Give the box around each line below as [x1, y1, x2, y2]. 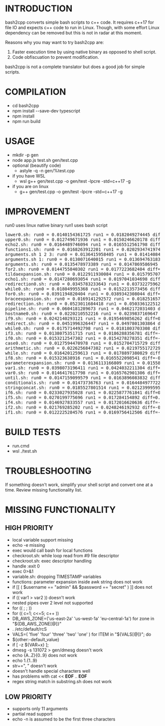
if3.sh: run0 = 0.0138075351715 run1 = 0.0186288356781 [5, 330, 142, 336]
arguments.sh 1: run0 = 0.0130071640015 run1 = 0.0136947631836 [5, 256, 164, 262]
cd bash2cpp [12, 102, 39, 109]
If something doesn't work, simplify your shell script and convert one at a [5, 482, 153, 488]
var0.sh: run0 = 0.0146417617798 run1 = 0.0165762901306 [5, 370, 145, 376]
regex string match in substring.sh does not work [12, 678, 112, 684]
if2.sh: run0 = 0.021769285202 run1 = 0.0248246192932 [5, 404, 140, 410]
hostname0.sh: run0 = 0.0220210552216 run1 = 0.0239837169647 [5, 310, 158, 316]
